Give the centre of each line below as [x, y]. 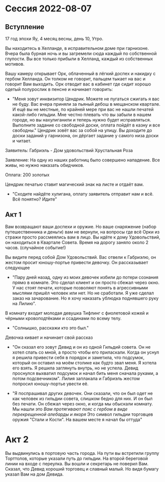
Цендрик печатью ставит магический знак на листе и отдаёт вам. [75, 184]
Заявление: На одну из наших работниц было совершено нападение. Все [82, 160]
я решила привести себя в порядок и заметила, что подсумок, [78, 357]
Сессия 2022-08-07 [49, 9]
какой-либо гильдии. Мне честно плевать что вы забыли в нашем [82, 115]
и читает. [22, 141]
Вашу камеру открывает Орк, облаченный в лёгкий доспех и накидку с [81, 74]
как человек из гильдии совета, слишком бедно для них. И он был [82, 399]
